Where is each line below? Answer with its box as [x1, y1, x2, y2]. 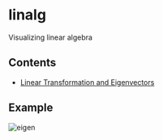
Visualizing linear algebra [8, 32, 93, 42]
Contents [8, 56, 57, 70]
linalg [8, 6, 47, 24]
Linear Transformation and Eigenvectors [19, 77, 155, 87]
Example [8, 101, 54, 115]
